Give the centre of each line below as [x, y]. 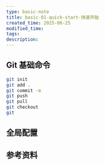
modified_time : [25, 28]
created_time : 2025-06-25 [38, 23]
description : [22, 39]
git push [17, 96]
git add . [18, 85]
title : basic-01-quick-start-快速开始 [53, 17]
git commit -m [24, 90]
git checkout [22, 107]
